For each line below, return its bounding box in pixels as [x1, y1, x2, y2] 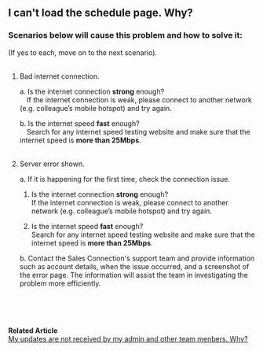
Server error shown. [19, 159, 85, 168]
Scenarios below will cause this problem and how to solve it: [8, 30, 243, 41]
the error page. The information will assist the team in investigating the [19, 270, 249, 279]
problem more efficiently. [19, 279, 101, 288]
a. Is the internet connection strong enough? [19, 87, 165, 96]
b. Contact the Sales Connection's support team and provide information [19, 253, 255, 263]
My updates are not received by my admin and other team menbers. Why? [8, 334, 249, 343]
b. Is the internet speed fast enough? [19, 118, 140, 128]
